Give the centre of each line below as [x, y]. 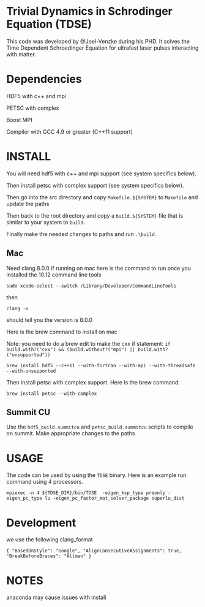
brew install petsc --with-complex [52, 394]
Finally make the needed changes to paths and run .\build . [81, 234]
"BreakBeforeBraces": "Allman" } [49, 556]
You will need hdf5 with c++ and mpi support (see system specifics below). [102, 174]
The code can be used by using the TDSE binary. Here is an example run [96, 475]
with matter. [21, 54]
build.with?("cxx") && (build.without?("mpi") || [71, 349]
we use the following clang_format [50, 540]
